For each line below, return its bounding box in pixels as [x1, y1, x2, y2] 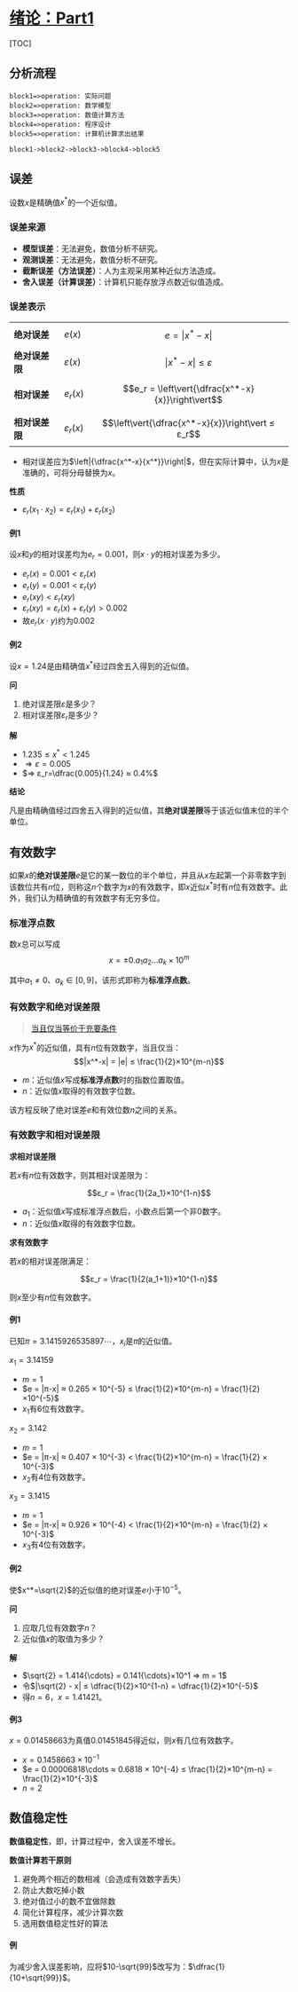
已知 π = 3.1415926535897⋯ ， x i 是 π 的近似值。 [9, 1335, 177, 1349]
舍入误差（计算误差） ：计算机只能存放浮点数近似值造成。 [21, 276, 229, 287]
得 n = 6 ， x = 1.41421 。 [21, 1691, 107, 1702]
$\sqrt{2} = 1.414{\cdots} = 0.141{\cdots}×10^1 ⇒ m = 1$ [21, 1670, 228, 1681]
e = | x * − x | [164, 327, 213, 342]
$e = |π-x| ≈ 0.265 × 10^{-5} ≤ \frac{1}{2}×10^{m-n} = [21, 1383, 220, 1394]
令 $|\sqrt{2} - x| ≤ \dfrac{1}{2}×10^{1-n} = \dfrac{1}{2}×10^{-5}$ [21, 1681, 259, 1691]
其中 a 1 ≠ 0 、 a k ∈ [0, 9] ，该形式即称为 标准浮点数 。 [9, 975, 196, 988]
